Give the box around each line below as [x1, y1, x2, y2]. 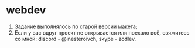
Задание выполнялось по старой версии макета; [14, 23, 138, 30]
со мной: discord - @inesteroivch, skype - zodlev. [14, 35, 136, 42]
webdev [6, 4, 46, 17]
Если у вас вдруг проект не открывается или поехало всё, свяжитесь [14, 29, 190, 36]
